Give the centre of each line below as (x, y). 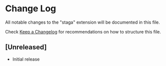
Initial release (26, 59)
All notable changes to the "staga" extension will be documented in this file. (83, 22)
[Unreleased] (26, 47)
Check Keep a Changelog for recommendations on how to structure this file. (83, 32)
